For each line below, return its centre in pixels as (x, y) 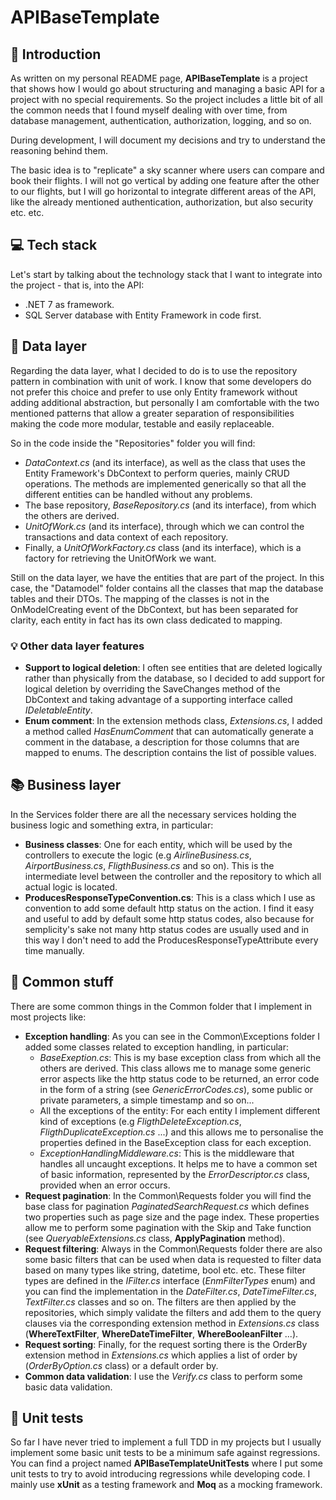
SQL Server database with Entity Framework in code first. (143, 315)
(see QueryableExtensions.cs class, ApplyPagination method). (155, 1238)
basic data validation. (68, 1387)
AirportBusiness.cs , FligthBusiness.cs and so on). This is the (149, 865)
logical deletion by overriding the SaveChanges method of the (152, 688)
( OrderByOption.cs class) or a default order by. (121, 1365)
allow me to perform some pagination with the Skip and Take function (168, 1227)
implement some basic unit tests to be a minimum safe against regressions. (165, 1453)
